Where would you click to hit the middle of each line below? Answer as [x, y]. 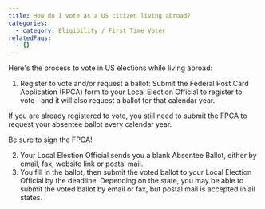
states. [31, 198]
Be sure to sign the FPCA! [51, 140]
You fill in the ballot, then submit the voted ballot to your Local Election [136, 172]
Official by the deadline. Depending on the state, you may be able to [132, 181]
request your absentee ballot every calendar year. [90, 124]
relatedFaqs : [30, 38]
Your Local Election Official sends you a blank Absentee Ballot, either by [138, 156]
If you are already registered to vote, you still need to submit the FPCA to [128, 116]
